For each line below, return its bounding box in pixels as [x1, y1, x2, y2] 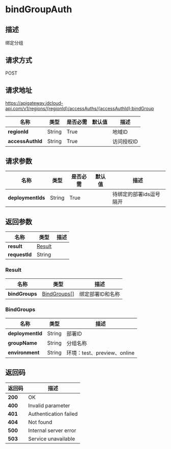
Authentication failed [28, 410, 78, 417]
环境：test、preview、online [66, 349, 135, 356]
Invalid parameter [28, 402, 70, 409]
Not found [28, 418, 52, 426]
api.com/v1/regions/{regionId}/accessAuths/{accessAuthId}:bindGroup [5, 105, 154, 111]
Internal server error [28, 427, 76, 434]
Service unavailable [28, 435, 75, 442]
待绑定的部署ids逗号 [112, 191, 160, 198]
